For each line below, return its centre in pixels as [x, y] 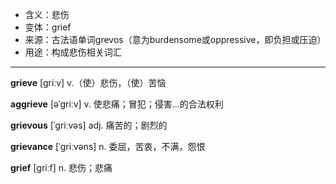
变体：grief [48, 27]
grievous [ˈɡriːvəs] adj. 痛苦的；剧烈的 [89, 125]
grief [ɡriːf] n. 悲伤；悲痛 [61, 167]
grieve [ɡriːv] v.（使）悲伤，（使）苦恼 [88, 82]
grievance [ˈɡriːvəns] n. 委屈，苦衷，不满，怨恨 [108, 146]
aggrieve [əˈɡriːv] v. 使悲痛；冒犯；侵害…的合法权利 [117, 104]
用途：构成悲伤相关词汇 [73, 52]
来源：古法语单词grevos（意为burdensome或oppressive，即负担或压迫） [175, 39]
